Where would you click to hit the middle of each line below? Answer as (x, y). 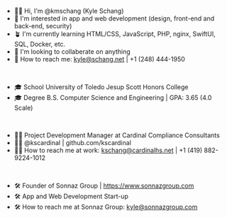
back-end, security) (43, 26)
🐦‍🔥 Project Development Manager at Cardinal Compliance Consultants (117, 135)
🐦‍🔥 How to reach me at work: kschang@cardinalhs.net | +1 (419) (108, 150)
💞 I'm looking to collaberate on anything (72, 52)
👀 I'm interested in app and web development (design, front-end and (114, 18)
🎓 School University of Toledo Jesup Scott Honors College (101, 87)
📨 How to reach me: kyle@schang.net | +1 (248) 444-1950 (100, 59)
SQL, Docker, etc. (40, 44)
